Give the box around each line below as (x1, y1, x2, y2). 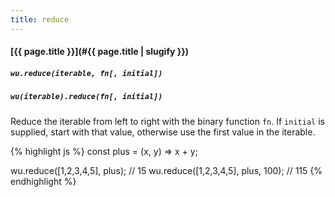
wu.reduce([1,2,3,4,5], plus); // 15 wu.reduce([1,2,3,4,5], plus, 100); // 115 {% (10, 164, 323, 176)
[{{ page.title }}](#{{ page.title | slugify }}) (10, 46, 190, 58)
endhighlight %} (10, 175, 77, 187)
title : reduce (10, 14, 70, 25)
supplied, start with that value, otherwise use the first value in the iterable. (10, 126, 316, 138)
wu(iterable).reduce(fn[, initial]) (10, 92, 163, 102)
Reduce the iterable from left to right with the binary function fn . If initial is (10, 115, 325, 127)
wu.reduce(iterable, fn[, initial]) (10, 68, 163, 78)
